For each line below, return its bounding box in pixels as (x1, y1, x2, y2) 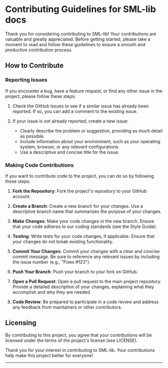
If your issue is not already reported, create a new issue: (12, 118, 129, 124)
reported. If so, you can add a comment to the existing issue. (12, 108, 138, 114)
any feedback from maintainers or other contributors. (12, 304, 122, 310)
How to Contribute (5, 61, 64, 70)
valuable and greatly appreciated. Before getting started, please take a (5, 36, 150, 42)
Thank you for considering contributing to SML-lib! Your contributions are (5, 31, 156, 37)
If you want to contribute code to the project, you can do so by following (5, 173, 154, 179)
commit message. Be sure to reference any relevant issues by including (12, 254, 160, 260)
